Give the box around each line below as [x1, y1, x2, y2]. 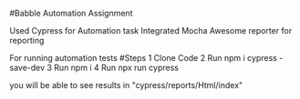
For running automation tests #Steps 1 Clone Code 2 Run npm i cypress [9, 53, 278, 63]
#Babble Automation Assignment [9, 8, 133, 18]
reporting [9, 35, 45, 45]
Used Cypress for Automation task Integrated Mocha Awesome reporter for [9, 25, 293, 35]
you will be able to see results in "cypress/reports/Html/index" [9, 80, 243, 90]
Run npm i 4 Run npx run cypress [54, 63, 180, 73]
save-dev [9, 63, 46, 73]
